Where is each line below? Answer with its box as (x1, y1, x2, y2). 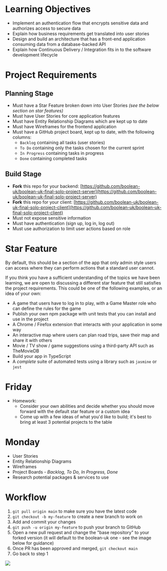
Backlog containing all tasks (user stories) (19, 139, 105, 145)
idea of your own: (5, 290, 41, 296)
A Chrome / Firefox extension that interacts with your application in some (12, 321, 163, 327)
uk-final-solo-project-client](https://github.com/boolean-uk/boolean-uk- (12, 204, 162, 210)
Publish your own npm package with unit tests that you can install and (12, 310, 156, 316)
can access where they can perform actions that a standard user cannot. (5, 265, 155, 271)
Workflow (5, 492, 47, 503)
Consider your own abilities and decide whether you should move (19, 403, 155, 409)
